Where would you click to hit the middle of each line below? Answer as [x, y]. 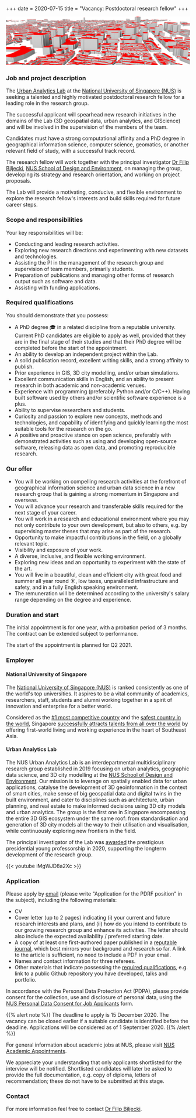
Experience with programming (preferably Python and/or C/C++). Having [102, 391]
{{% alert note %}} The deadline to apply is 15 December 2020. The [87, 1015]
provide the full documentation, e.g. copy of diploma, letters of [81, 1075]
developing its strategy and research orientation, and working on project [93, 174]
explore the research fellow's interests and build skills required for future [93, 198]
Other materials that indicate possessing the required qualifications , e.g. [101, 968]
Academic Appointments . [36, 1051]
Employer [20, 660]
